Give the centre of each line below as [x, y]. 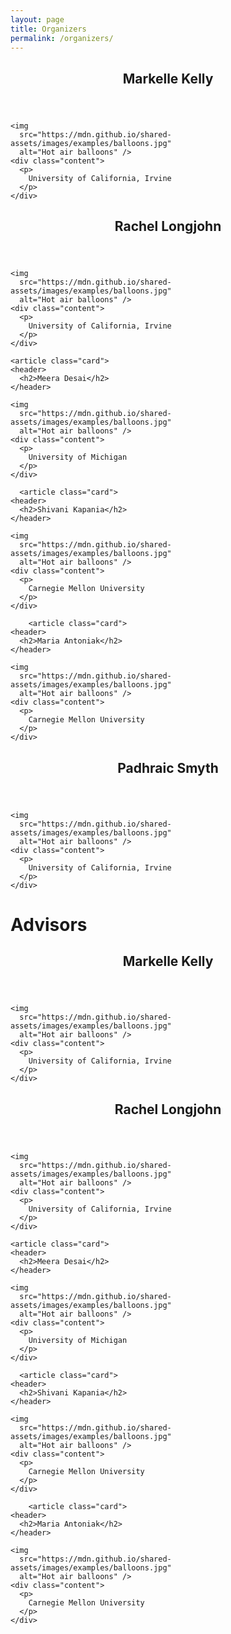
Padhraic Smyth [168, 767]
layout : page [37, 19]
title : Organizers [48, 29]
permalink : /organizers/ [62, 38]
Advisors [49, 924]
